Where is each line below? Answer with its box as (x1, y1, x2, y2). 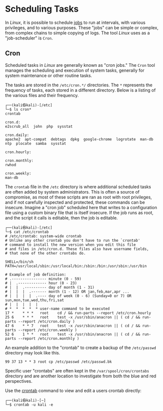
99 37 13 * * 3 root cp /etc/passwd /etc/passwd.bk (5, 359, 112, 364)
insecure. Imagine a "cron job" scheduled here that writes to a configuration (5, 204, 157, 210)
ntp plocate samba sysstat (5, 141, 67, 146)
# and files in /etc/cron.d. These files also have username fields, (5, 246, 149, 252)
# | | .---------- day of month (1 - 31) (5, 285, 95, 290)
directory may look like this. (5, 350, 60, 355)
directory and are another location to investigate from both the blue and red (5, 373, 157, 379)
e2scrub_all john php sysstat (5, 124, 73, 129)
